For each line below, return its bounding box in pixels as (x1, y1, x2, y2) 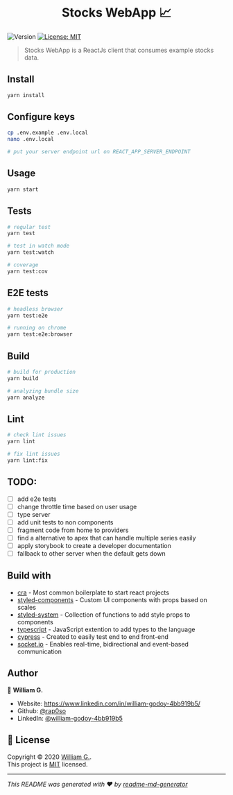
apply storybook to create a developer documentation (17, 541, 172, 549)
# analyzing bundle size (7, 387, 79, 395)
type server (17, 510, 51, 518)
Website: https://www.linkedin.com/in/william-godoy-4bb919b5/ (17, 699, 201, 708)
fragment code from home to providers (17, 526, 129, 534)
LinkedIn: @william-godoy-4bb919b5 (17, 714, 123, 722)
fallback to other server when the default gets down (17, 549, 166, 558)
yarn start (7, 186, 39, 193)
